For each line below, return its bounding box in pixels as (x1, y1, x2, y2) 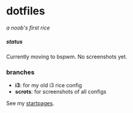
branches (6, 68, 35, 76)
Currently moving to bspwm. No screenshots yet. (6, 53, 128, 60)
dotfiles (6, 4, 46, 18)
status (6, 38, 23, 45)
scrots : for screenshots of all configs (14, 88, 107, 96)
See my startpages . (6, 100, 55, 107)
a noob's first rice (6, 24, 50, 31)
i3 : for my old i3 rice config (14, 82, 82, 89)
